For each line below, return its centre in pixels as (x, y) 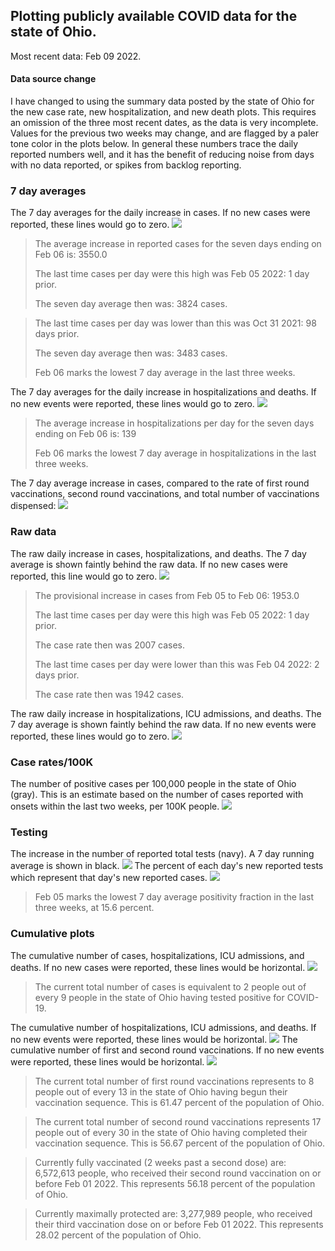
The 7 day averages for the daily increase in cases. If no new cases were (160, 213)
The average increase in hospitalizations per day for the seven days (174, 423)
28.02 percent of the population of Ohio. (118, 1235)
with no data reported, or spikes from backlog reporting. (126, 165)
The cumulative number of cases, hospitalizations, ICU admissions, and (157, 955)
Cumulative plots (52, 934)
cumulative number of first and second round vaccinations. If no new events (167, 1050)
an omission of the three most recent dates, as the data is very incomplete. (164, 123)
